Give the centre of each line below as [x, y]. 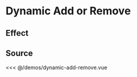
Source [19, 53]
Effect [17, 33]
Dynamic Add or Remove [68, 11]
